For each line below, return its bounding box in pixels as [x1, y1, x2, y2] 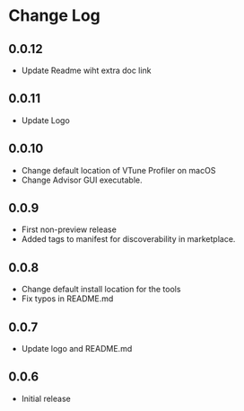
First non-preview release [21, 224, 118, 235]
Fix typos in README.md [21, 293, 114, 304]
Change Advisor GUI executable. [21, 174, 143, 185]
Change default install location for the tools [21, 284, 181, 295]
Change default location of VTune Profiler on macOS [21, 165, 216, 175]
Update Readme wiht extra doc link [21, 65, 152, 76]
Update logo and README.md [21, 344, 133, 354]
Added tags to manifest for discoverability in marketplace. [21, 234, 236, 245]
